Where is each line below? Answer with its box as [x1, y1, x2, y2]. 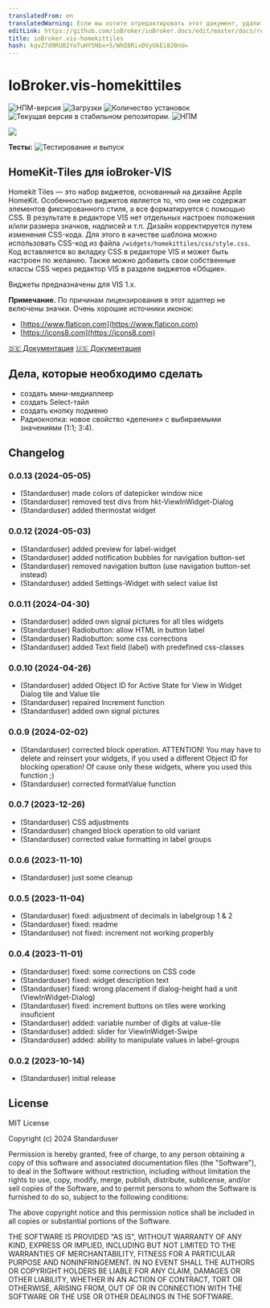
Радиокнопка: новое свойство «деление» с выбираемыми [19, 414, 222, 423]
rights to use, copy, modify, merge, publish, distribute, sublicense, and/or [8, 1174, 251, 1184]
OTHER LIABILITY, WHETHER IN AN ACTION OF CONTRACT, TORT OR [8, 1274, 243, 1284]
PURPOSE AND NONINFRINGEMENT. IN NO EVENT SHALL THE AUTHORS [8, 1257, 256, 1267]
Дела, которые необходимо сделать [8, 367, 203, 381]
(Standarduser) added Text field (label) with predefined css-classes [19, 642, 245, 652]
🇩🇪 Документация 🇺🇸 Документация [8, 343, 141, 353]
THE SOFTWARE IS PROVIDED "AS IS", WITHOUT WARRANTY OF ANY [8, 1232, 243, 1241]
